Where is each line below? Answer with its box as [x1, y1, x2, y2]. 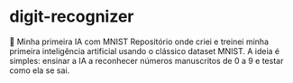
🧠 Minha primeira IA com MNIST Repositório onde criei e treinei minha [9, 36, 269, 47]
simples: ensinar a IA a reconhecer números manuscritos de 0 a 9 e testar [9, 55, 284, 66]
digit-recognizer [9, 6, 134, 27]
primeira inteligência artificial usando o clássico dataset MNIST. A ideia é [9, 45, 280, 56]
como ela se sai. [9, 65, 70, 76]
